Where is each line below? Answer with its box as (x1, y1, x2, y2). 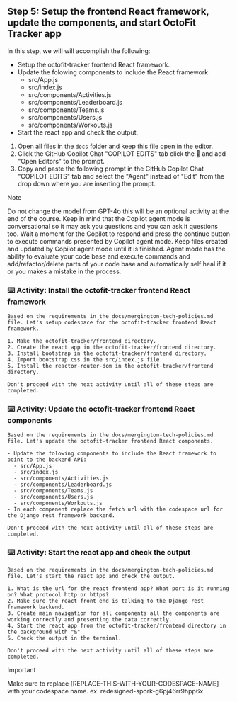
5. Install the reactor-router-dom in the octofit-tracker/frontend (7, 363, 214, 370)
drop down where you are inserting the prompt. (17, 179, 156, 188)
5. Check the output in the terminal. (7, 634, 122, 642)
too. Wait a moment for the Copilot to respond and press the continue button (7, 230, 230, 238)
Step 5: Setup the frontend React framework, (7, 6, 209, 18)
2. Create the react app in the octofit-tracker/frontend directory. (7, 344, 217, 351)
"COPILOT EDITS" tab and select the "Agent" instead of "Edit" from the (17, 171, 225, 180)
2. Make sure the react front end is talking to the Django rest (7, 597, 204, 604)
